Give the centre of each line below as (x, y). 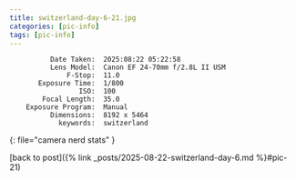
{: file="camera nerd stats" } (62, 140)
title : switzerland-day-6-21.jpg (73, 18)
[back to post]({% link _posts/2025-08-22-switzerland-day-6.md (132, 158)
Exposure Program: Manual (77, 107)
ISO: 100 (97, 92)
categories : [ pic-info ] (55, 26)
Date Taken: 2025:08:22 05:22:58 (115, 60)
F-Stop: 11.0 (93, 75)
